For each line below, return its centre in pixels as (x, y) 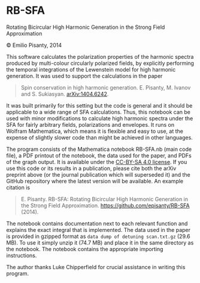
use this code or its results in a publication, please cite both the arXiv (91, 168)
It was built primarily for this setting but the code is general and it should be (99, 105)
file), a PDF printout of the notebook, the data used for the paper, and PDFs (99, 155)
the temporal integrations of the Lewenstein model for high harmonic (91, 69)
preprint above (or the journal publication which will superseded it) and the (98, 174)
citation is (18, 187)
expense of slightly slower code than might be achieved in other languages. (99, 137)
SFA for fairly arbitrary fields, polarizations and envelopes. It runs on (90, 124)
